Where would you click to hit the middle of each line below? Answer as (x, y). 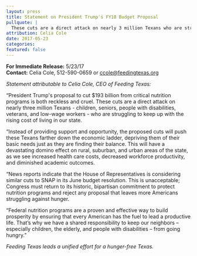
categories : (21, 45)
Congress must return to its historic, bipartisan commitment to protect (90, 186)
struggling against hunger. (38, 199)
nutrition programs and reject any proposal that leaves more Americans (92, 192)
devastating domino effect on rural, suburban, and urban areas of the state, (97, 150)
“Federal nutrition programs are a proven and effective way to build (87, 210)
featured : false (26, 50)
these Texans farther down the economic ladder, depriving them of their (93, 138)
